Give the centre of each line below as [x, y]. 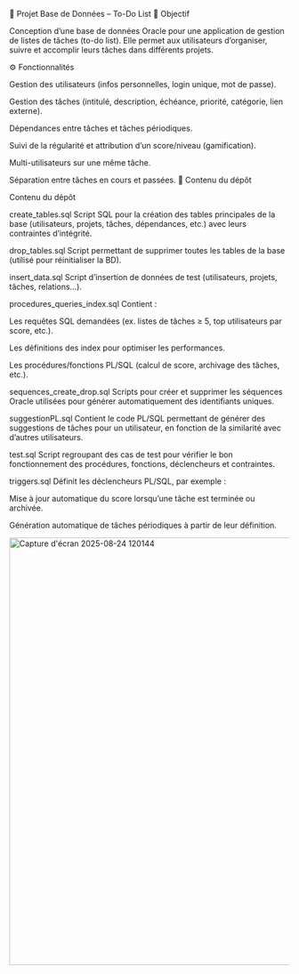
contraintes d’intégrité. [51, 233]
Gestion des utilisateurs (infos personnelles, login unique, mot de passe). [143, 84]
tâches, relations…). [46, 286]
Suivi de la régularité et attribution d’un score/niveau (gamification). [133, 145]
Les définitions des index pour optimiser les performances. [117, 348]
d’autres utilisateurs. [46, 437]
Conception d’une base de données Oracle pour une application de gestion [147, 31]
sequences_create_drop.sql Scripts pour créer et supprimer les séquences [146, 392]
